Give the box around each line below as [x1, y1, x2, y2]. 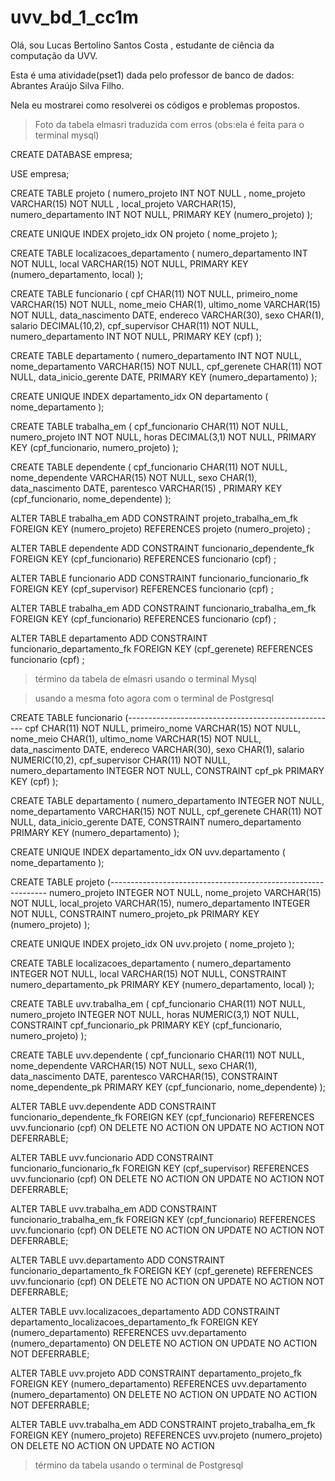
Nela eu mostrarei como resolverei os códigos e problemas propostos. [10, 99, 300, 111]
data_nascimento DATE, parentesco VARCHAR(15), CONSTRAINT [10, 1070, 279, 1082]
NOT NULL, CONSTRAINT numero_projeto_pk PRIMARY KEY [10, 907, 260, 920]
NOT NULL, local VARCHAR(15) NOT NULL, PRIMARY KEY [10, 257, 249, 270]
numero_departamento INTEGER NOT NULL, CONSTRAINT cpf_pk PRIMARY [10, 764, 325, 776]
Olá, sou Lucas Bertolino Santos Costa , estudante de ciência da [10, 39, 275, 51]
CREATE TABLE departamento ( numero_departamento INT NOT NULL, [10, 349, 302, 361]
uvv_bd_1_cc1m [10, 6, 139, 29]
